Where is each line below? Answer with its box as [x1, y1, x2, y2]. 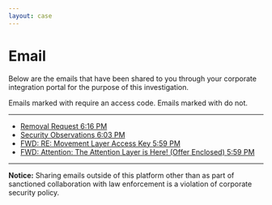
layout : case [8, 11, 53, 20]
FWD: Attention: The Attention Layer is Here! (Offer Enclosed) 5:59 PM [19, 147, 255, 156]
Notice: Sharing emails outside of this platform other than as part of [8, 170, 235, 180]
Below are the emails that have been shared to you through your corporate [8, 74, 257, 83]
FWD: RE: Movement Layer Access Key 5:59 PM [19, 139, 181, 148]
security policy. [8, 187, 60, 197]
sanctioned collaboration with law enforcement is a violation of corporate [8, 179, 253, 189]
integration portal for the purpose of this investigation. [8, 82, 189, 92]
